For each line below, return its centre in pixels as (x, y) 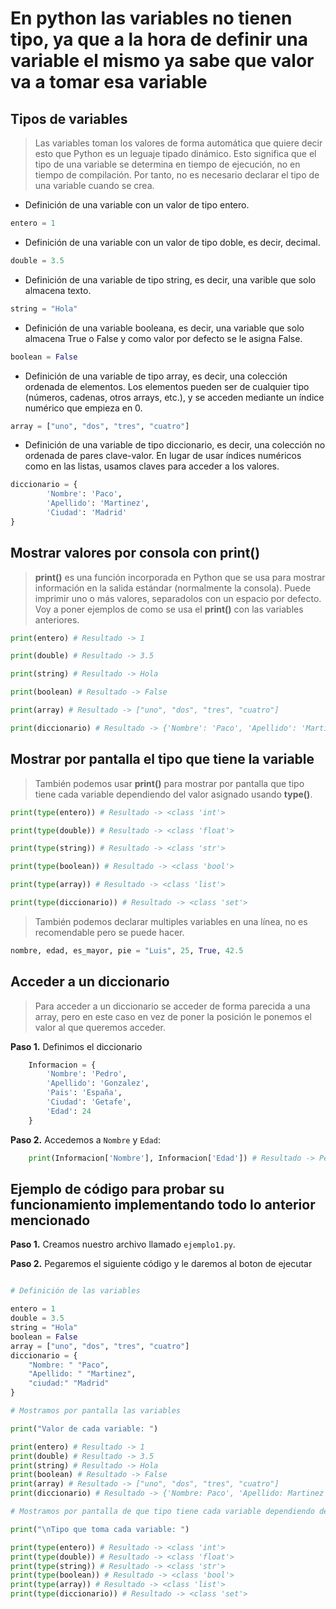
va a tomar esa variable (109, 82)
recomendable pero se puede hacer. (109, 932)
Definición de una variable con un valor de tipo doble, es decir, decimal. (172, 242)
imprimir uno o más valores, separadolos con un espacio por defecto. (178, 598)
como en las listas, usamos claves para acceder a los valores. (152, 466)
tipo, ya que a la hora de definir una (159, 39)
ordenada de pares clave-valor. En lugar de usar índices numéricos (163, 456)
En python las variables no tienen (151, 18)
